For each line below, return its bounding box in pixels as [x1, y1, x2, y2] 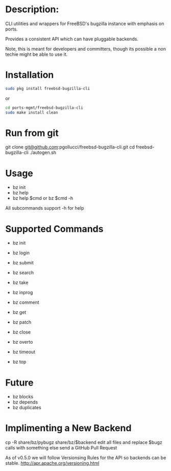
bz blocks [12, 394, 34, 400]
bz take [12, 280, 29, 286]
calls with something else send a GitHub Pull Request [5, 445, 117, 451]
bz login [12, 250, 30, 256]
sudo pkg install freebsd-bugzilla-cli [5, 86, 90, 91]
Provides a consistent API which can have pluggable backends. [5, 36, 139, 42]
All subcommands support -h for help [5, 205, 84, 211]
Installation [5, 69, 54, 81]
